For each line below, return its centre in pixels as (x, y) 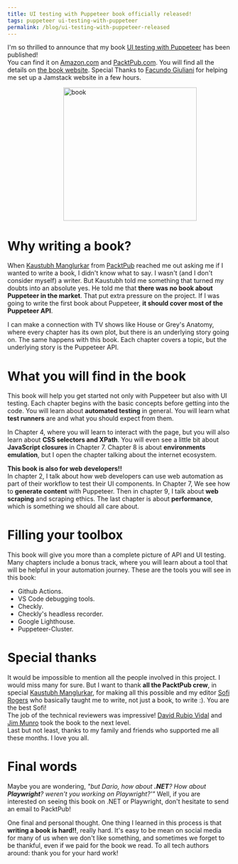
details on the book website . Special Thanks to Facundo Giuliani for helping (118, 70)
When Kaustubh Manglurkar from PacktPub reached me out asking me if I (115, 266)
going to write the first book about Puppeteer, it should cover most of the (115, 304)
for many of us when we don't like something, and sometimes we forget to (116, 838)
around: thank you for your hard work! (63, 853)
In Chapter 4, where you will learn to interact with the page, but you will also (119, 432)
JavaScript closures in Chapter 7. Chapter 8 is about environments (107, 447)
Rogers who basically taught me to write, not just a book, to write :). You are (118, 700)
